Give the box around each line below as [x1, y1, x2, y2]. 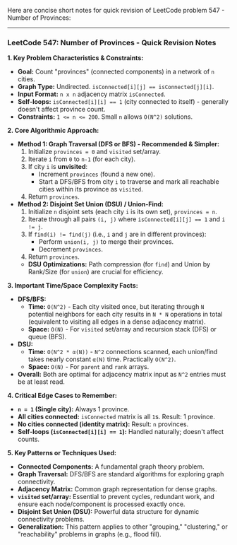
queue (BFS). [28, 332, 67, 341]
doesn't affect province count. [17, 105, 106, 114]
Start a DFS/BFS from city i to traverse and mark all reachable [38, 177, 220, 186]
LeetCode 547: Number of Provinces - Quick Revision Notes [7, 37, 217, 47]
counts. [17, 435, 40, 444]
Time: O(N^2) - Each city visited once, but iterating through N [28, 303, 205, 311]
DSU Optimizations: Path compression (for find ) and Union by [28, 260, 210, 269]
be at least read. [17, 377, 66, 386]
